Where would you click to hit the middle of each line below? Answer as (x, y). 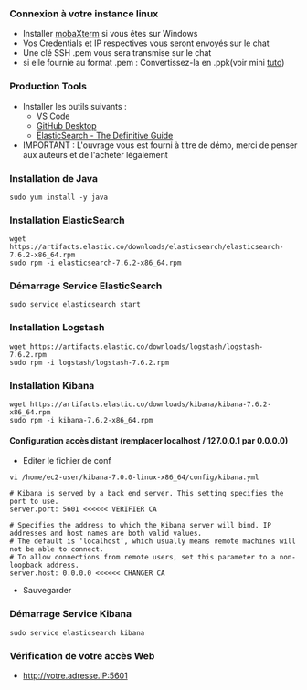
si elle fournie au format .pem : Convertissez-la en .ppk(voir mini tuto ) (153, 63)
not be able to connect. (57, 549)
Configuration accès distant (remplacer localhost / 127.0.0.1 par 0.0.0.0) (149, 440)
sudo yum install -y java (58, 197)
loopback (26, 565)
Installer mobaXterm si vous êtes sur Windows (110, 34)
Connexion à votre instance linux (84, 14)
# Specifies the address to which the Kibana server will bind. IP (141, 526)
